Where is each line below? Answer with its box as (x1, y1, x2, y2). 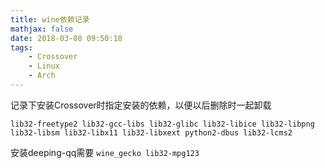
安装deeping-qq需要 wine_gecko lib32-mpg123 (10, 146, 200, 158)
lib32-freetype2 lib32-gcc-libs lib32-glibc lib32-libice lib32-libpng (10, 119, 315, 129)
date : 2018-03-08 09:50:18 (10, 33, 123, 43)
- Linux (28, 61, 60, 71)
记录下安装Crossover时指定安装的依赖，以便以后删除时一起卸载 (10, 99, 272, 111)
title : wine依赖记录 (10, 14, 90, 25)
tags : (10, 42, 33, 53)
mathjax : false (10, 24, 74, 34)
